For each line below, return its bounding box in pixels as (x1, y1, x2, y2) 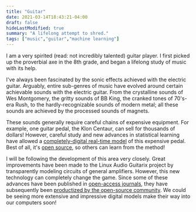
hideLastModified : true (6, 25, 65, 31)
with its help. (6, 65, 37, 71)
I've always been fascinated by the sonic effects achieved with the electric (6, 76, 187, 83)
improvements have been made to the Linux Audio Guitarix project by (6, 161, 174, 168)
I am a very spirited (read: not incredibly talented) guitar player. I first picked (6, 52, 190, 59)
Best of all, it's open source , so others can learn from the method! (6, 144, 165, 151)
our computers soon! (6, 199, 57, 206)
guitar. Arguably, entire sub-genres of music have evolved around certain (6, 82, 183, 89)
